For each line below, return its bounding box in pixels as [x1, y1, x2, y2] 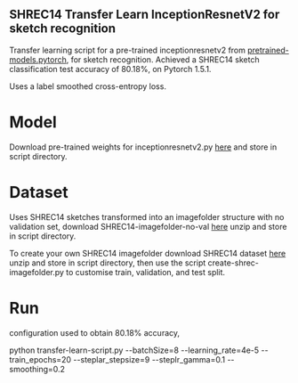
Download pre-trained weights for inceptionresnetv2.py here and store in [9, 142, 278, 152]
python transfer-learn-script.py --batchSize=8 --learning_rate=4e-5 [9, 345, 260, 355]
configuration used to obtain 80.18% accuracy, [9, 327, 181, 338]
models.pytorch [9, 53, 67, 65]
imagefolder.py [9, 266, 65, 277]
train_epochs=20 [9, 354, 72, 364]
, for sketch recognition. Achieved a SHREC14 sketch [66, 53, 260, 65]
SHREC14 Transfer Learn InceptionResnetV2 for [9, 7, 280, 22]
